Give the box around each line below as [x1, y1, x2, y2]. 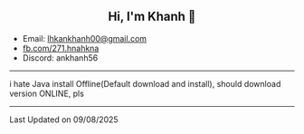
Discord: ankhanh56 [22, 52, 99, 63]
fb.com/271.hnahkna [22, 43, 100, 53]
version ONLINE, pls [9, 88, 84, 99]
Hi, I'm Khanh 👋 [108, 9, 196, 24]
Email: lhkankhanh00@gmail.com [22, 33, 147, 43]
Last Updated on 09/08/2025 [9, 114, 119, 125]
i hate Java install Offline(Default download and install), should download [9, 78, 281, 89]
